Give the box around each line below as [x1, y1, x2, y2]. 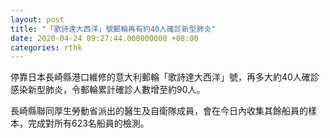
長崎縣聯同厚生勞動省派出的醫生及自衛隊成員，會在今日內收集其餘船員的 [10, 105, 308, 117]
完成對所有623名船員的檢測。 [27, 117, 150, 130]
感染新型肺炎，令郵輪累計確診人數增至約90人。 [10, 84, 206, 96]
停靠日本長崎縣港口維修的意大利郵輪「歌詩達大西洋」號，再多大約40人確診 [10, 71, 320, 83]
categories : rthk [10, 42, 83, 53]
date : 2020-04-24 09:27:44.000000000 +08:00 [10, 33, 199, 43]
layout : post [10, 14, 65, 25]
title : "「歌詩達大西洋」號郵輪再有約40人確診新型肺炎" [10, 24, 217, 34]
